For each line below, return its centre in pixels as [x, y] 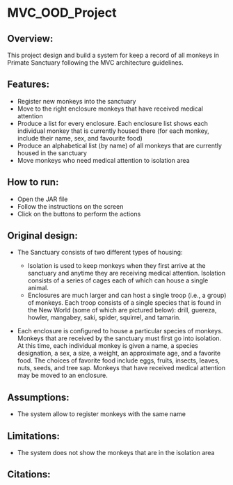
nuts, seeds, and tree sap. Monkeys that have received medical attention [121, 368]
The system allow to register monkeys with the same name [102, 414]
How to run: [33, 182]
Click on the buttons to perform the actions [79, 214]
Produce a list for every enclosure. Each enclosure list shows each [113, 123]
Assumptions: [38, 397]
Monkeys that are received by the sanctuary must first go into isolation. [119, 338]
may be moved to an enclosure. [62, 375]
